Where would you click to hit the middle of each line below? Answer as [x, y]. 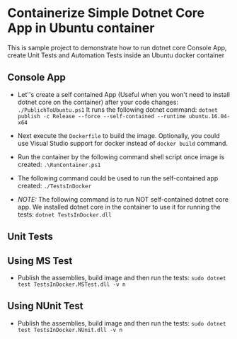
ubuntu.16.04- [209, 116]
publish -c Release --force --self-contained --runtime [102, 116]
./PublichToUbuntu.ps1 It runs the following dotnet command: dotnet [117, 109]
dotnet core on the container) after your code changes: [98, 102]
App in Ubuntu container [81, 28]
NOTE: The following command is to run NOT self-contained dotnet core [123, 199]
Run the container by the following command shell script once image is [121, 156]
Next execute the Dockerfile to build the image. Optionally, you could [119, 135]
